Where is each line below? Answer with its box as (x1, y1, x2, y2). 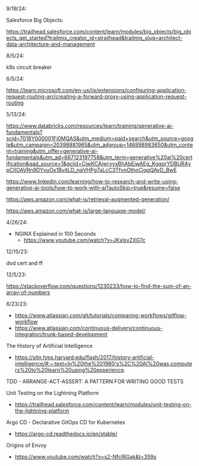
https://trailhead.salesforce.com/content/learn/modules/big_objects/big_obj (6, 28, 191, 35)
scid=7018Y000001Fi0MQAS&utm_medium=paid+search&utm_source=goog (6, 135, 194, 142)
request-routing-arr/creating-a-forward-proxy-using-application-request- (6, 93, 187, 100)
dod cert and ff (6, 259, 43, 267)
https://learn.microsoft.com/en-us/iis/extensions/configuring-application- (6, 87, 187, 94)
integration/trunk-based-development (14, 331, 108, 338)
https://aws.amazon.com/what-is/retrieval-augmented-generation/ (6, 196, 170, 202)
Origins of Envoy (6, 442, 47, 449)
